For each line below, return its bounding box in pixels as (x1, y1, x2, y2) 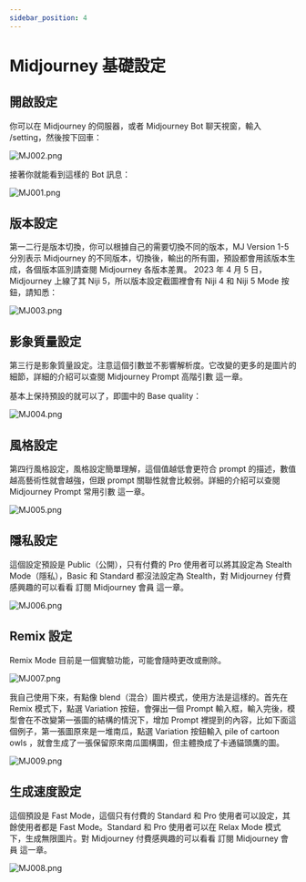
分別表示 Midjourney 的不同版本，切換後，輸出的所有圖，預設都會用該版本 (9, 252, 289, 264)
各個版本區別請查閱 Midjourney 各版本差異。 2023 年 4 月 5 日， (25, 264, 267, 275)
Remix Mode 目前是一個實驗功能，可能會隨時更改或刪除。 (9, 654, 226, 665)
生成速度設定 (9, 785, 82, 800)
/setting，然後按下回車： (9, 131, 103, 142)
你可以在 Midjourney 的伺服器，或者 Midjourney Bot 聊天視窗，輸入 (9, 120, 262, 131)
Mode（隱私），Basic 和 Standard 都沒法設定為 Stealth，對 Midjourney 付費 (9, 570, 291, 581)
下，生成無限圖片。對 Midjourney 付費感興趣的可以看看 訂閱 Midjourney (9, 833, 280, 844)
